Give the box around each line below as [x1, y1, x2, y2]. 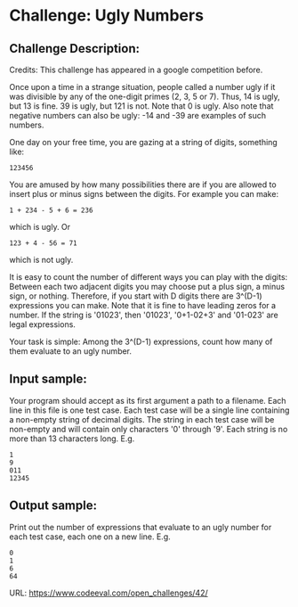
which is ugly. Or [9, 222, 71, 232]
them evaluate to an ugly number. [9, 346, 132, 357]
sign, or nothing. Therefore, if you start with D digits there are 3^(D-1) [9, 291, 262, 301]
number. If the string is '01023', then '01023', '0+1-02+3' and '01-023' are [9, 309, 278, 320]
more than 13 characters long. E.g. [9, 433, 135, 444]
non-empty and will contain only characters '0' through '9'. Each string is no [9, 423, 288, 434]
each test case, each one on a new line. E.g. [9, 531, 171, 542]
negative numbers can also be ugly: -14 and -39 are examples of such [9, 111, 267, 120]
